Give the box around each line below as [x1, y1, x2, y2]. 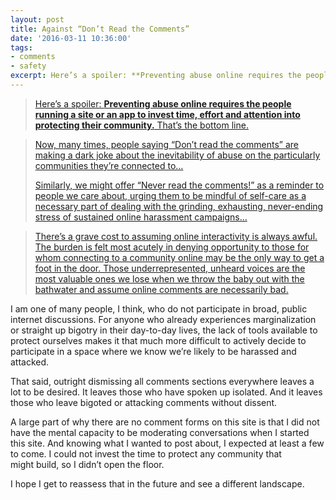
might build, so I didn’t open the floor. [10, 458, 165, 470]
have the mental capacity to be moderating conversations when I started [10, 426, 310, 438]
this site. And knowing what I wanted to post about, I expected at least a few [10, 437, 325, 449]
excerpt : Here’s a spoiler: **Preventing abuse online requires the [10, 71, 302, 81]
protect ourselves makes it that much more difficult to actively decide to [10, 334, 307, 346]
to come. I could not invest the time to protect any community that [10, 447, 282, 460]
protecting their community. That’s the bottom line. [34, 119, 249, 131]
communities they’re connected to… [34, 159, 184, 171]
